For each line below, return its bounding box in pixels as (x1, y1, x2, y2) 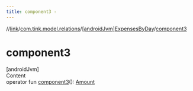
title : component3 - (6, 8, 57, 15)
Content (6, 72, 26, 79)
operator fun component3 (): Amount (6, 78, 95, 85)
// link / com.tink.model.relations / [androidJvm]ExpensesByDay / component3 (6, 25, 187, 32)
